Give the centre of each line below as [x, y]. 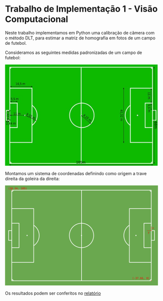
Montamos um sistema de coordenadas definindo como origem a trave [76, 173]
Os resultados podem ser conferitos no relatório [53, 293]
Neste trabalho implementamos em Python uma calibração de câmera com [80, 33]
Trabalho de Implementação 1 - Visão [81, 9]
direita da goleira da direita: [32, 178]
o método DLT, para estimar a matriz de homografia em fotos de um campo [80, 38]
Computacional [37, 19]
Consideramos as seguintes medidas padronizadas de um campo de [73, 53]
